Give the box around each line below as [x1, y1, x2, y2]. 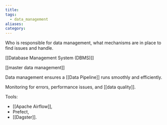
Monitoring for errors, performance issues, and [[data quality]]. [5, 84, 136, 90]
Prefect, [12, 109, 29, 115]
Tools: [5, 94, 18, 100]
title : [5, 7, 19, 13]
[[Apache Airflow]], [12, 103, 53, 109]
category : [5, 26, 26, 31]
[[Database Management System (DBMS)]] [5, 55, 94, 61]
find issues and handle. [5, 45, 54, 51]
